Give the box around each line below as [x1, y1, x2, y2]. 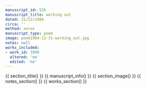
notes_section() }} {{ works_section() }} [5, 78, 87, 84]
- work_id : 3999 [5, 50, 39, 55]
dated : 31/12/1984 [5, 17, 44, 22]
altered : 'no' [10, 54, 39, 60]
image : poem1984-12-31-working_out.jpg [5, 36, 89, 41]
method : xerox [5, 26, 35, 31]
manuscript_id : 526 [5, 7, 46, 13]
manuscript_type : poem [5, 31, 53, 36]
